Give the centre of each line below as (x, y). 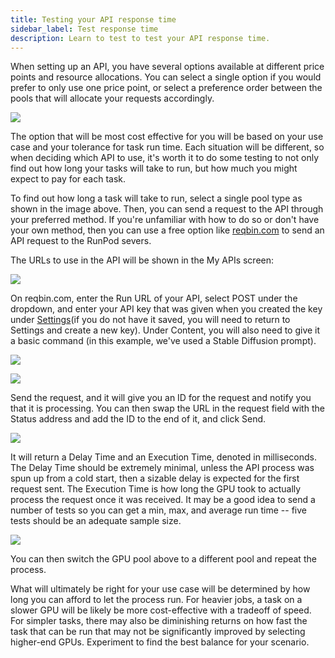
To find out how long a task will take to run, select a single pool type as (156, 198)
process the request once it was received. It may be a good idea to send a (163, 500)
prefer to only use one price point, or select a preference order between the (166, 88)
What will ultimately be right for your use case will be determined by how (160, 589)
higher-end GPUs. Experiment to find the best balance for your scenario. (160, 642)
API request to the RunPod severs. (81, 241)
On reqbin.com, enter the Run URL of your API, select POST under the (154, 298)
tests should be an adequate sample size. (96, 521)
